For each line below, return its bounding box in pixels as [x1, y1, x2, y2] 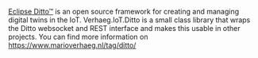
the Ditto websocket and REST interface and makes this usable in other [8, 24, 241, 33]
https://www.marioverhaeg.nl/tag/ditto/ [8, 41, 137, 50]
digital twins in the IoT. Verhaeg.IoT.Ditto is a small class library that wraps [8, 15, 251, 25]
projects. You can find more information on [8, 32, 148, 41]
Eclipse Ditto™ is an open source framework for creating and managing [8, 7, 240, 16]
